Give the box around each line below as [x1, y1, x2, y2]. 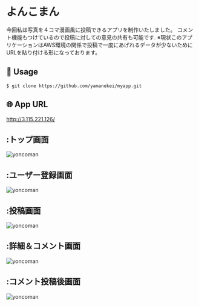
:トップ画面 [6, 134, 50, 145]
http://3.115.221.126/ [6, 115, 56, 122]
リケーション [6, 41, 38, 48]
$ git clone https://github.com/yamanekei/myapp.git [6, 82, 142, 89]
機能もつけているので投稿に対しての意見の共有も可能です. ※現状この [11, 33, 182, 41]
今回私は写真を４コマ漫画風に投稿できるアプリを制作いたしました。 [6, 26, 176, 33]
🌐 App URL [6, 99, 48, 110]
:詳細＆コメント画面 [6, 241, 81, 251]
